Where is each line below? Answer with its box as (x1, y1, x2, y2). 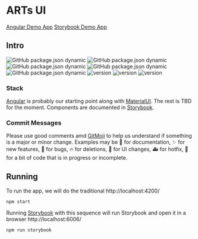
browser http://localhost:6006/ (6, 216, 82, 223)
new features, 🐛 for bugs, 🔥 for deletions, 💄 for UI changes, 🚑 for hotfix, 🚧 (6, 145, 188, 153)
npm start (6, 199, 31, 205)
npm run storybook (6, 227, 52, 233)
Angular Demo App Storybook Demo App (6, 23, 107, 30)
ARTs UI (6, 4, 46, 17)
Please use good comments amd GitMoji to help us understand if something (6, 132, 192, 139)
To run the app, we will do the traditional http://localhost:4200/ (6, 187, 160, 194)
